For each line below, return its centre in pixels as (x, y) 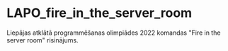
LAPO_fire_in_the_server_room (99, 13)
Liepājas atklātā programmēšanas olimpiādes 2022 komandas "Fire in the (114, 33)
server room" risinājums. (42, 40)
